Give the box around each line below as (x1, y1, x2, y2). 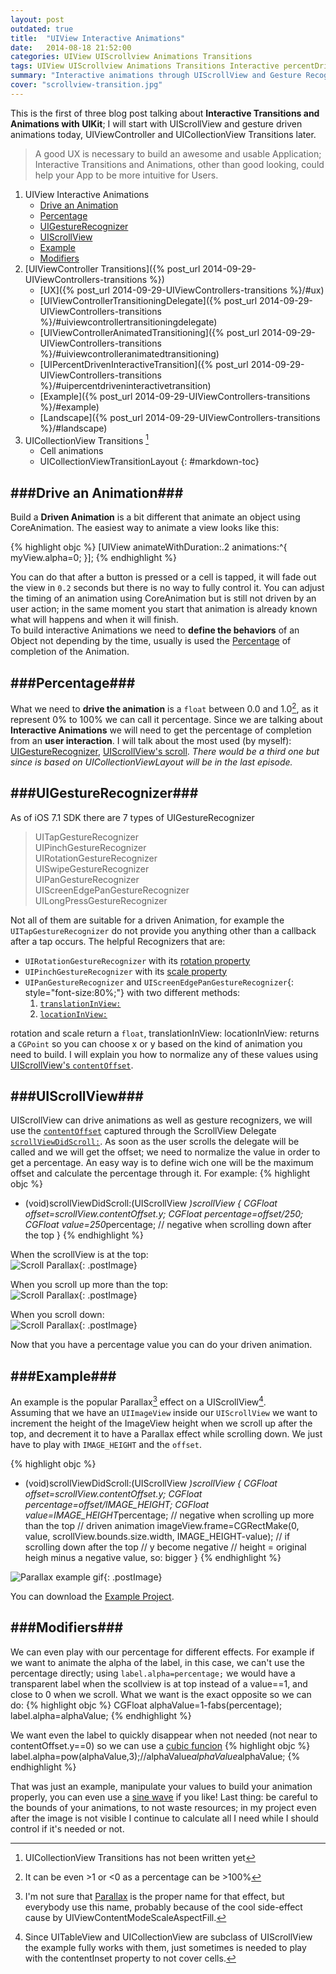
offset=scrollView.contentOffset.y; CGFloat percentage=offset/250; (24, 1208, 304, 1220)
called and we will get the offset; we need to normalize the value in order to (10, 1146, 321, 1158)
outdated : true (10, 24, 74, 34)
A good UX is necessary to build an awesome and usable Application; (34, 147, 322, 160)
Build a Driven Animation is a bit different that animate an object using (10, 511, 301, 523)
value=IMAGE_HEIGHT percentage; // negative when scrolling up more (24, 1509, 315, 1521)
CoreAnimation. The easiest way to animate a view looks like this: (10, 522, 280, 534)
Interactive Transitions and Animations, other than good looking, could (34, 158, 325, 170)
